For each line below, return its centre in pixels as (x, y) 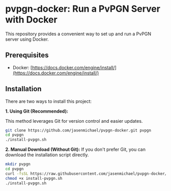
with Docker (31, 20)
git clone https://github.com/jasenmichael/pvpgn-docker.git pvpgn (78, 130)
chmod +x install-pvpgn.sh (34, 178)
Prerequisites (27, 55)
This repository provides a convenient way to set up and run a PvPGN (78, 34)
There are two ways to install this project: (49, 101)
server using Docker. (27, 39)
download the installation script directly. (47, 155)
